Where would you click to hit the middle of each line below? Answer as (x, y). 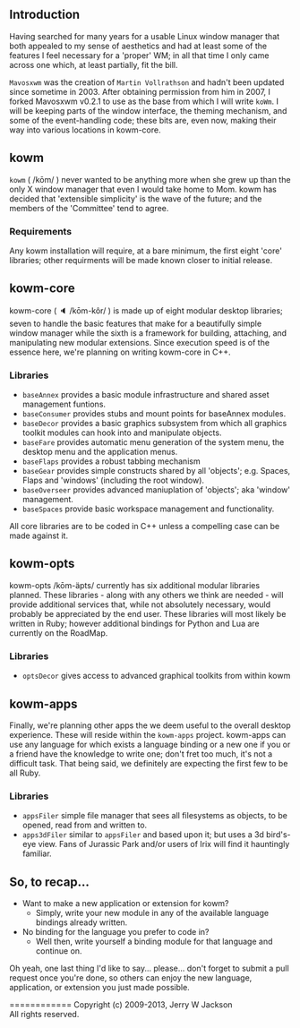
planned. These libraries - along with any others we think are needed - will (146, 595)
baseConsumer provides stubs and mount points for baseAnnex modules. (154, 414)
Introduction (45, 15)
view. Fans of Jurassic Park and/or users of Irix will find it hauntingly (164, 844)
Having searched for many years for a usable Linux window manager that (145, 36)
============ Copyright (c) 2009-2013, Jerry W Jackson (121, 1005)
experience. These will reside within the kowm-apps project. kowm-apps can (148, 734)
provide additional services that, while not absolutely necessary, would (140, 604)
